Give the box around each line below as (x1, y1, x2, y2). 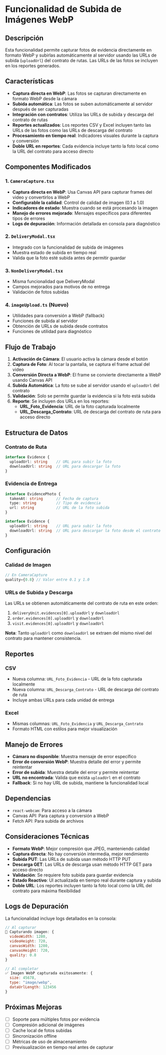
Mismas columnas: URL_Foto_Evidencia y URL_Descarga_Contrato (12, 721, 144, 727)
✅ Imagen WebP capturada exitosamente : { (5, 971, 93, 976)
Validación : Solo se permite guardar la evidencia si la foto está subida (12, 393, 156, 399)
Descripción (5, 34, 44, 42)
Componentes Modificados (5, 163, 92, 171)
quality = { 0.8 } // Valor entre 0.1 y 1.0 (5, 577, 90, 582)
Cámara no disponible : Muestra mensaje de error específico (12, 754, 137, 760)
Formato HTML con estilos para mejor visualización (12, 726, 117, 732)
